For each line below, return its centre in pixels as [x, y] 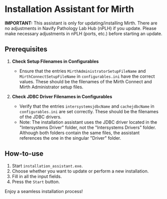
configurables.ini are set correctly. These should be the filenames [89, 111]
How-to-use [24, 154]
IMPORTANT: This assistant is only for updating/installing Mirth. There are [81, 23]
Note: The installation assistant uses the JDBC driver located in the [88, 122]
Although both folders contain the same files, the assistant [79, 133]
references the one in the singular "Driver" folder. [70, 138]
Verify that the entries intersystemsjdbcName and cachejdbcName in [87, 106]
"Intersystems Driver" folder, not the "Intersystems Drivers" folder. [87, 127]
